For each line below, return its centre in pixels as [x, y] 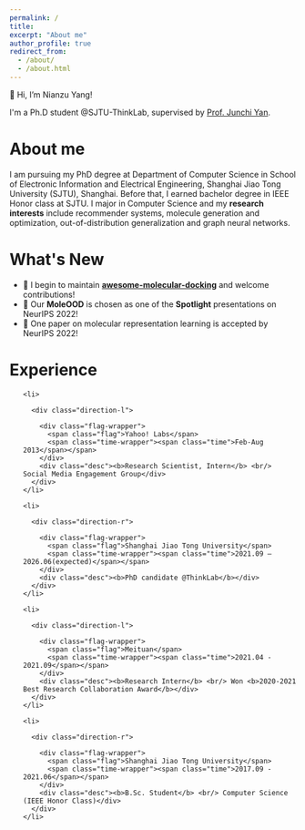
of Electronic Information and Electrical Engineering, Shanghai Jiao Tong [145, 184]
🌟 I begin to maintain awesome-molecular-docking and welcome [146, 284]
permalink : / [34, 18]
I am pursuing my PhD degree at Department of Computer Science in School [152, 174]
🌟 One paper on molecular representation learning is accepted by [145, 323]
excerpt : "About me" [49, 35]
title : [22, 26]
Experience [53, 369]
